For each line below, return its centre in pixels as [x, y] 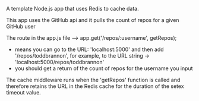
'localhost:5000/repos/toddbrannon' [59, 62]
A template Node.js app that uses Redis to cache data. [72, 9]
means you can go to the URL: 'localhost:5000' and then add [89, 49]
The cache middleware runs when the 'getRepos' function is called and [93, 80]
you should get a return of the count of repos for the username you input [104, 68]
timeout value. [24, 92]
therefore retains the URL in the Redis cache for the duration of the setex [95, 86]
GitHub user [21, 26]
